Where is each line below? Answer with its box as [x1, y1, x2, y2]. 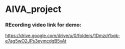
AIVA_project [5, 3, 61, 15]
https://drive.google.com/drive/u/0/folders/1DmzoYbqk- [5, 32, 120, 38]
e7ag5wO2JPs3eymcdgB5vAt [5, 38, 66, 44]
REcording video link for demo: [5, 21, 81, 28]
